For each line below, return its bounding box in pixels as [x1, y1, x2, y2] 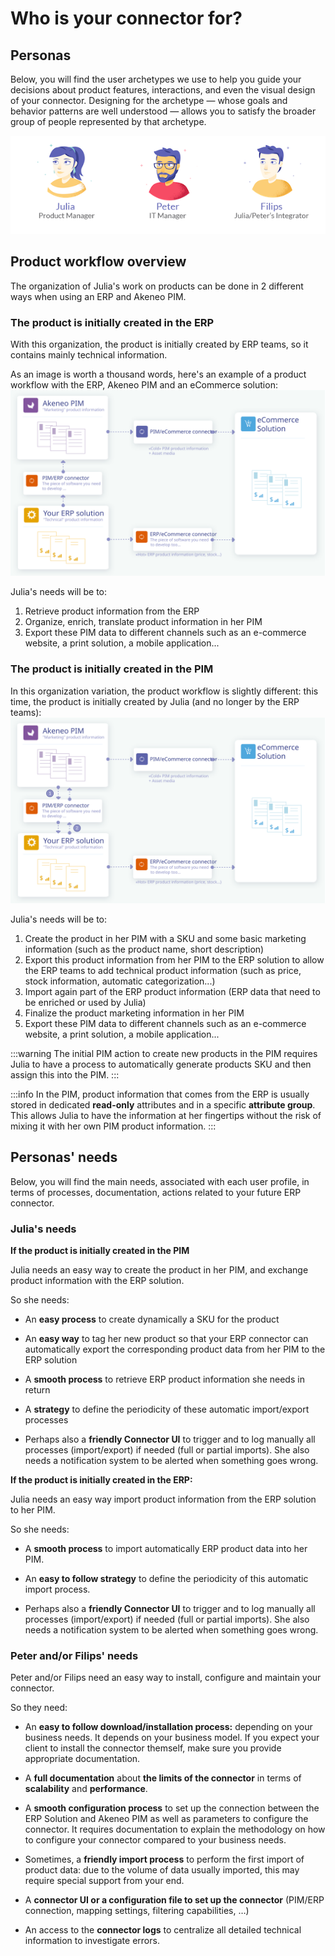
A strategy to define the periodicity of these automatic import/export [24, 1403, 310, 1416]
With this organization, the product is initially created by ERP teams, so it [10, 338, 309, 351]
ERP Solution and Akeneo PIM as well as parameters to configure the [24, 1813, 309, 1825]
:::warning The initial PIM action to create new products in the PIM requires [10, 1048, 318, 1060]
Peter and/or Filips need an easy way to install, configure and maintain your [10, 1672, 322, 1684]
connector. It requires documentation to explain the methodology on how [24, 1823, 326, 1836]
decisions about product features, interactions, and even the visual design [10, 84, 316, 96]
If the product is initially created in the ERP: [10, 1474, 193, 1486]
